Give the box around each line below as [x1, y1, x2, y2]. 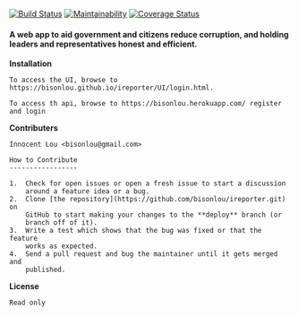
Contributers [9, 123, 58, 133]
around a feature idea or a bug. [25, 187, 150, 196]
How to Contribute [9, 156, 78, 165]
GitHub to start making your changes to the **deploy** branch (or [25, 210, 282, 219]
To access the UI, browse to [9, 76, 118, 85]
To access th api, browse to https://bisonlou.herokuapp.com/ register [9, 99, 282, 108]
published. [25, 265, 66, 275]
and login [9, 107, 47, 116]
